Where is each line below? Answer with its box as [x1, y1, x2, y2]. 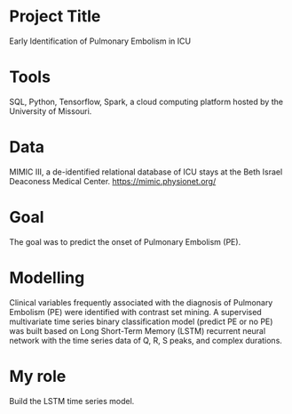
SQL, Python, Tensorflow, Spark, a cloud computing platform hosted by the [9, 96, 284, 107]
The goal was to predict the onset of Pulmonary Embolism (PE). [9, 236, 241, 247]
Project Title [9, 6, 101, 27]
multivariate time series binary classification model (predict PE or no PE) [9, 316, 273, 327]
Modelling [9, 267, 85, 288]
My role [9, 366, 67, 386]
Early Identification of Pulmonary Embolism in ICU [9, 36, 192, 46]
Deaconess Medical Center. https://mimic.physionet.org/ [9, 175, 217, 186]
